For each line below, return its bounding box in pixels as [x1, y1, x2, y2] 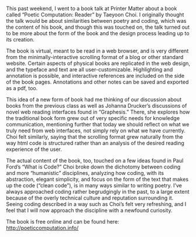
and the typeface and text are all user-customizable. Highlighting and [6, 66, 173, 73]
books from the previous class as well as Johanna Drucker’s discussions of [6, 102, 187, 109]
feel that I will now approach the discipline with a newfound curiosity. [6, 207, 173, 214]
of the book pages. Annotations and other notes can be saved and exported [6, 78, 189, 85]
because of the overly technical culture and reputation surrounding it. [6, 194, 174, 201]
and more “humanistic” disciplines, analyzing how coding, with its [6, 170, 164, 176]
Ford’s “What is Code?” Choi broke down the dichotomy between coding [6, 163, 181, 170]
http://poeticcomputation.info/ [6, 225, 79, 231]
